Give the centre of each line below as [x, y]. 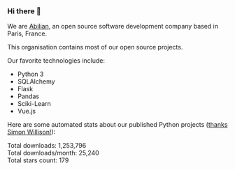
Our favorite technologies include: [56, 61]
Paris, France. [27, 33]
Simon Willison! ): [31, 132]
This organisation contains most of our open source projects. [95, 47]
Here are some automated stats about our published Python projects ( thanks [117, 125]
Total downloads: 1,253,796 [47, 146]
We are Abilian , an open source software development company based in [113, 26]
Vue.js [27, 111]
